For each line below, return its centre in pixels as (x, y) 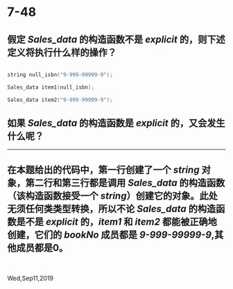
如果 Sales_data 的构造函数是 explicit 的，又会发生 (116, 123)
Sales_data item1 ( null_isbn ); (51, 87)
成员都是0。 (42, 248)
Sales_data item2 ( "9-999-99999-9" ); (60, 100)
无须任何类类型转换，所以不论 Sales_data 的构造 (112, 209)
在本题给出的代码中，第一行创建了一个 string (103, 169)
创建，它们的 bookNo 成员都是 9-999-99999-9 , (111, 235)
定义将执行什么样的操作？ (62, 52)
